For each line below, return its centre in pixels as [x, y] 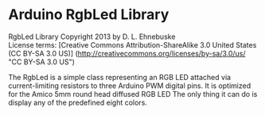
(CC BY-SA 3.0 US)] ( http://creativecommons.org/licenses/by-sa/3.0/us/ [127, 53]
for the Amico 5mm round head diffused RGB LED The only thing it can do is [133, 94]
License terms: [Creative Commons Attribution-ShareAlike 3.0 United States [132, 44]
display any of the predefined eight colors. [78, 102]
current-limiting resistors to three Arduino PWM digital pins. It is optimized [130, 86]
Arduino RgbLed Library [89, 15]
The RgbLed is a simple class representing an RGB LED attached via [120, 77]
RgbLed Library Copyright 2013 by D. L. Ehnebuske [92, 36]
